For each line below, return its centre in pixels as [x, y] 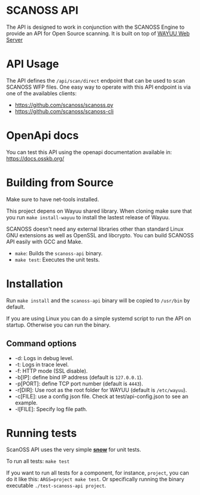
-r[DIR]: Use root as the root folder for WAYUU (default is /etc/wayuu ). [101, 390]
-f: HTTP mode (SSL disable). [51, 371]
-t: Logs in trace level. [42, 364]
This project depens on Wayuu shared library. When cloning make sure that [99, 211]
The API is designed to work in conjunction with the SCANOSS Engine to [95, 27]
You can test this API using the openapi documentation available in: [89, 152]
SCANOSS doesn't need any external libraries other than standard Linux [95, 229]
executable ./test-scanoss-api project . [56, 485]
